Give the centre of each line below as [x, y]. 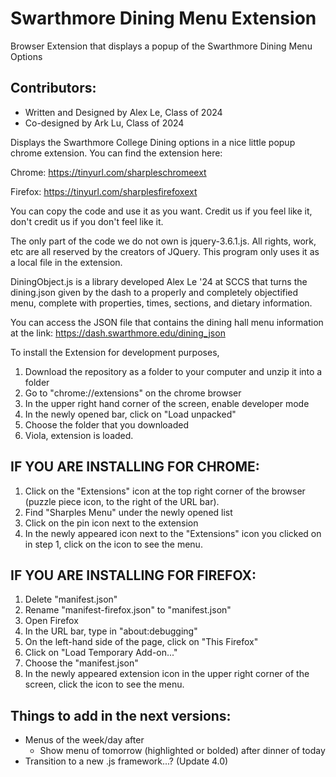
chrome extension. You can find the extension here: [116, 153]
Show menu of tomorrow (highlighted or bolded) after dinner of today [182, 751]
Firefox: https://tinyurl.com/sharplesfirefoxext [104, 191]
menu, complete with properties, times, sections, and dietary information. [161, 303]
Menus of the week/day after [84, 740]
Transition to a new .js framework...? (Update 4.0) [126, 761]
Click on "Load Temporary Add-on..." [101, 653]
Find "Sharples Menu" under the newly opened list [128, 512]
